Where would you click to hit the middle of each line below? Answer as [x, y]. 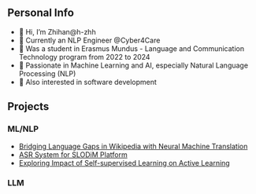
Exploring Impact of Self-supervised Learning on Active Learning [124, 163]
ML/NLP [23, 129]
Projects [28, 106]
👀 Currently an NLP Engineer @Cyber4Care [89, 40]
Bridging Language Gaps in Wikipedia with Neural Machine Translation [133, 146]
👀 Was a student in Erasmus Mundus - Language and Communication [132, 48]
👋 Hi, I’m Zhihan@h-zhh [57, 31]
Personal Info [41, 13]
